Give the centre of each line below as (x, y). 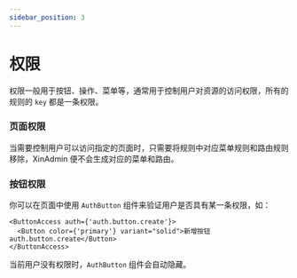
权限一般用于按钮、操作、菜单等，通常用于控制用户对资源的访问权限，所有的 (149, 91)
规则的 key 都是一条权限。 (56, 101)
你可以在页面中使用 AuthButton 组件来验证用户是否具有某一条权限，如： (140, 205)
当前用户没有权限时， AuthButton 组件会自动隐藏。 (100, 265)
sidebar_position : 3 (47, 17)
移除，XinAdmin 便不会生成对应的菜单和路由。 (94, 159)
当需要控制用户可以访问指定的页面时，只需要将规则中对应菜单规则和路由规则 (149, 147)
